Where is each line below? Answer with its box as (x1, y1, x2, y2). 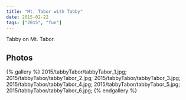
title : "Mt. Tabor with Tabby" (6, 8, 83, 15)
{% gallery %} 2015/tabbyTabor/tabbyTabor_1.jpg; (6, 68, 127, 75)
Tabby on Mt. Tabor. (6, 36, 55, 43)
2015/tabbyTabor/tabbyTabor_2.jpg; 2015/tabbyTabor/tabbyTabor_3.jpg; (6, 75, 181, 82)
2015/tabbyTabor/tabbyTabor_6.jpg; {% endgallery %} (6, 87, 138, 94)
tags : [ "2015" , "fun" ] (6, 19, 62, 25)
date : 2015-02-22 (6, 14, 49, 20)
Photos (6, 52, 33, 62)
